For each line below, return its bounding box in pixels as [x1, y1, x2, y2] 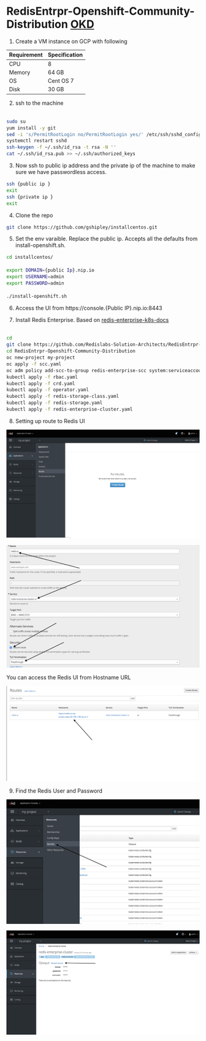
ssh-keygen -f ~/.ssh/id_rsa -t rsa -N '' [6, 144, 116, 151]
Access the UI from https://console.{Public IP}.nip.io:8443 [15, 304, 162, 311]
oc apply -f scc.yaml [6, 360, 62, 367]
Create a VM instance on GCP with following [15, 37, 128, 45]
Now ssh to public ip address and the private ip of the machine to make [15, 162, 196, 169]
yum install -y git [6, 124, 56, 131]
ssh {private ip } [6, 194, 53, 200]
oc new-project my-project [6, 354, 75, 361]
